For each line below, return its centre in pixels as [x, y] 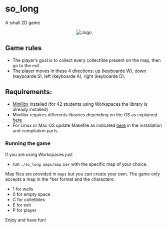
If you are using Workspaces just [39, 154]
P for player [24, 210]
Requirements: [29, 92]
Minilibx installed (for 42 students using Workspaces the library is [80, 104]
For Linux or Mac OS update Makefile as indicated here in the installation [87, 125]
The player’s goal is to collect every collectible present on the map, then [86, 60]
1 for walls [23, 189]
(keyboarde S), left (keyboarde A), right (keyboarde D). [69, 76]
